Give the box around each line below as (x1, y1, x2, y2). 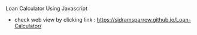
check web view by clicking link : (14, 16, 96, 23)
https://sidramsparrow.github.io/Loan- (96, 16, 191, 23)
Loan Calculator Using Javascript (5, 5, 88, 12)
